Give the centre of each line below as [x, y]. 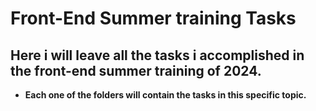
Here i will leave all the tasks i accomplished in [157, 55]
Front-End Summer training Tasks [153, 18]
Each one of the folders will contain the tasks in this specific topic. [165, 95]
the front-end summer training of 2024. [136, 70]
